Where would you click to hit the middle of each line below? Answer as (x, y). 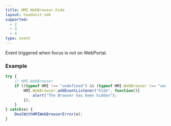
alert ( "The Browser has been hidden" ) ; (75, 95)
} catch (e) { (19, 110)
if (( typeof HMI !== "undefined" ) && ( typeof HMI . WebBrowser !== (85, 86)
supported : (17, 19)
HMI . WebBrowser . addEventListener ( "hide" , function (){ (82, 90)
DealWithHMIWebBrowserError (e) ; (49, 114)
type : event (18, 39)
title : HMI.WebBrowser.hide (35, 10)
